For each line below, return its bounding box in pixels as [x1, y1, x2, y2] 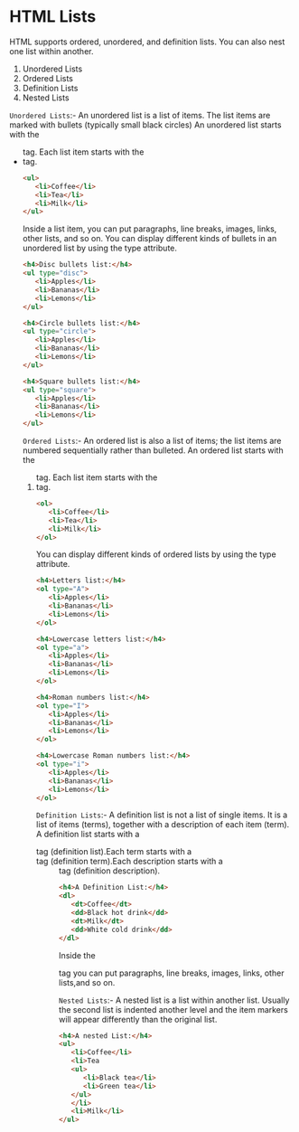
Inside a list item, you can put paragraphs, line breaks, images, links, [22, 223, 277, 234]
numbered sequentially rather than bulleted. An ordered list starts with [22, 445, 284, 456]
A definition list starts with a [35, 829, 140, 840]
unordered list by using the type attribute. [22, 242, 178, 254]
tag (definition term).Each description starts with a [35, 856, 223, 867]
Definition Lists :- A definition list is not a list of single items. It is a [35, 809, 288, 820]
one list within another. [9, 45, 94, 56]
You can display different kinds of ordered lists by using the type [35, 549, 277, 560]
